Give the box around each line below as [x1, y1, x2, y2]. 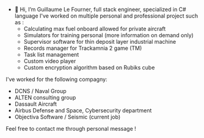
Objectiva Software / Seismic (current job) [14, 113, 121, 120]
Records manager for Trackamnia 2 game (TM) [23, 44, 142, 52]
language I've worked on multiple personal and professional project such [14, 12, 199, 19]
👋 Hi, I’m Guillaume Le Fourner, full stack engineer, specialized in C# [14, 6, 187, 13]
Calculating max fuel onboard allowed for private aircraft [23, 25, 166, 32]
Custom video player [23, 58, 76, 64]
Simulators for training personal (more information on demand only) [23, 32, 194, 39]
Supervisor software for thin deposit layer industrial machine [23, 38, 177, 45]
